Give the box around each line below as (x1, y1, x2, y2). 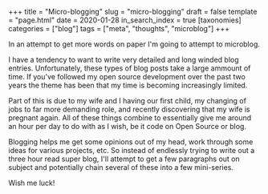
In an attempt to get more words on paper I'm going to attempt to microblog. (8, 39, 261, 49)
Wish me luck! (8, 178, 55, 188)
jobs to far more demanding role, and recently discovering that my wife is (8, 104, 250, 114)
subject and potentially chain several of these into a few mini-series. (8, 163, 234, 172)
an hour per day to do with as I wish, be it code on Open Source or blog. (8, 122, 247, 131)
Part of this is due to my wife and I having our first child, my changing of (8, 96, 247, 105)
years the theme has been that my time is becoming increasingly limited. (8, 80, 248, 90)
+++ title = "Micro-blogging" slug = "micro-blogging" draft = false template (8, 7, 258, 16)
